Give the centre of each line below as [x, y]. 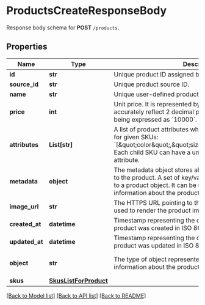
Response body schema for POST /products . [63, 28]
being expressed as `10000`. [155, 119]
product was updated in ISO [154, 245]
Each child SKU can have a [152, 152]
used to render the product [152, 210]
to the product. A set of [147, 177]
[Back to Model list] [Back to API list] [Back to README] [76, 296]
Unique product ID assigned [154, 74]
